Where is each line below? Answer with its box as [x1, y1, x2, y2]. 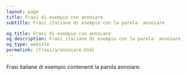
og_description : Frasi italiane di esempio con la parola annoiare [6, 36, 181, 42]
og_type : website [6, 42, 50, 47]
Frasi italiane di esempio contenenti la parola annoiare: [6, 63, 141, 70]
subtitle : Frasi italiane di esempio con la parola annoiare [6, 20, 165, 26]
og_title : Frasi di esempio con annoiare [6, 30, 111, 36]
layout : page [6, 8, 39, 15]
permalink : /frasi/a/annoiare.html [6, 47, 95, 53]
